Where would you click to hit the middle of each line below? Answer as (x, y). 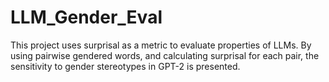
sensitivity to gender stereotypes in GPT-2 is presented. (125, 66)
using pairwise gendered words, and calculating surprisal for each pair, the (165, 55)
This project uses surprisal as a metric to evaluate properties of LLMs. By (161, 45)
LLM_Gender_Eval (86, 17)
